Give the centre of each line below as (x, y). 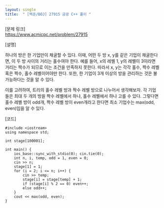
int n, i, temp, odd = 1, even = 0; (51, 158)
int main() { (18, 149)
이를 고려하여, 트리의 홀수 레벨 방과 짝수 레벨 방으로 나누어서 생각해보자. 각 (76, 90)
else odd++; (35, 188)
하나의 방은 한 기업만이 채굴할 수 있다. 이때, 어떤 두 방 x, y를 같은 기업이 (73, 55)
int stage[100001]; (25, 141)
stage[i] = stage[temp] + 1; (52, 180)
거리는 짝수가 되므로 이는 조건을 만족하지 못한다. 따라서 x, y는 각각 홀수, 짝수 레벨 (82, 67)
